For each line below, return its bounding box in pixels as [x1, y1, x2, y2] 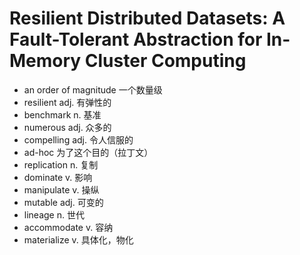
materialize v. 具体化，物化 [23, 233, 134, 246]
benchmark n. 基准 [23, 108, 102, 121]
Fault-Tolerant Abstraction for [9, 28, 263, 51]
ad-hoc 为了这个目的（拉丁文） [23, 146, 154, 158]
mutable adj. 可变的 [23, 196, 104, 208]
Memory [9, 50, 82, 72]
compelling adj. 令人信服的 [23, 133, 134, 146]
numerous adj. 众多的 [23, 121, 112, 133]
